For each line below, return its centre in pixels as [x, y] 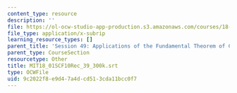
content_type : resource [42, 14]
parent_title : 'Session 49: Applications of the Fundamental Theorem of [116, 46]
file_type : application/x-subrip [56, 33]
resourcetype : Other [38, 59]
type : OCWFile [28, 72]
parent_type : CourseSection [49, 53]
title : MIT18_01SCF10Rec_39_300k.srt [63, 66]
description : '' [31, 20]
